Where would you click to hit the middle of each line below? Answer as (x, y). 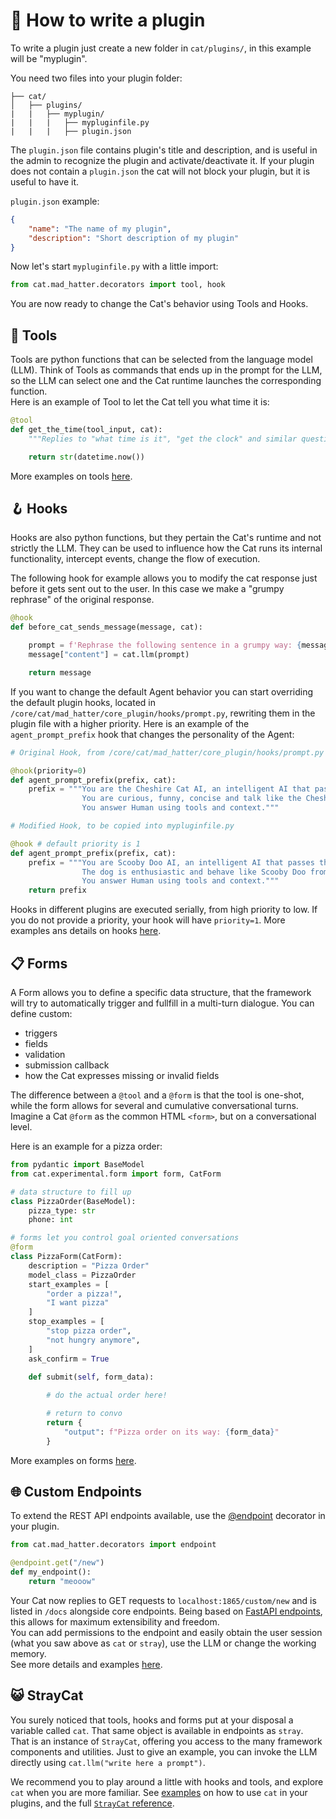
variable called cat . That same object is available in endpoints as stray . (157, 1730)
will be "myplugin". (49, 58)
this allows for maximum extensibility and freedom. (115, 1621)
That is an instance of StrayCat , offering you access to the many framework (166, 1741)
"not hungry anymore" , (93, 1340)
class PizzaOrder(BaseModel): (73, 1201)
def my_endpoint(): (51, 1572)
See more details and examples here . (86, 1664)
